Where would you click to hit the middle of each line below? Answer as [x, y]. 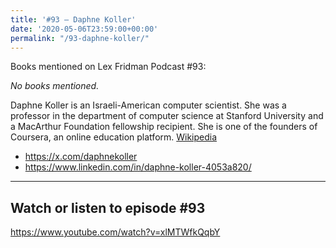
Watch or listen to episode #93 [108, 207]
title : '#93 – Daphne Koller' [73, 19]
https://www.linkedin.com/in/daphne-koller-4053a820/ [138, 167]
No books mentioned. [55, 86]
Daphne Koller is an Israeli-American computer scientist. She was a [148, 105]
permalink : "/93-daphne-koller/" [80, 38]
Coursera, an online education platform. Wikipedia [114, 137]
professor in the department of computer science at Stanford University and [167, 116]
